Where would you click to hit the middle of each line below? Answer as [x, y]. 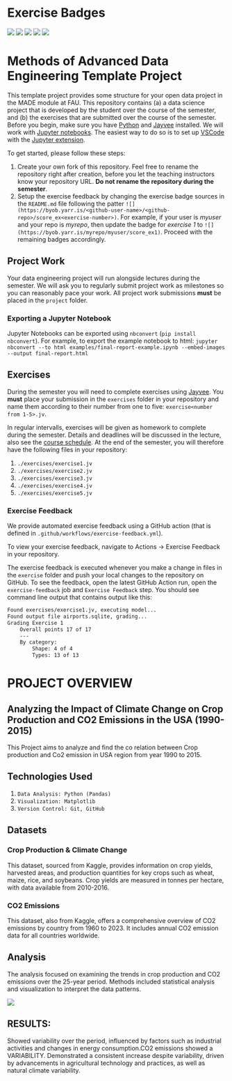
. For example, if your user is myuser [169, 217]
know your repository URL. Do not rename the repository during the [115, 181]
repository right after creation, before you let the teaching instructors [116, 174]
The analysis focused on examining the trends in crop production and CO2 [114, 974]
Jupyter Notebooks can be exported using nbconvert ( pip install [102, 333]
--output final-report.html [48, 353]
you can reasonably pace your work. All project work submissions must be [114, 293]
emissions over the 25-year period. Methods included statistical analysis [111, 981]
